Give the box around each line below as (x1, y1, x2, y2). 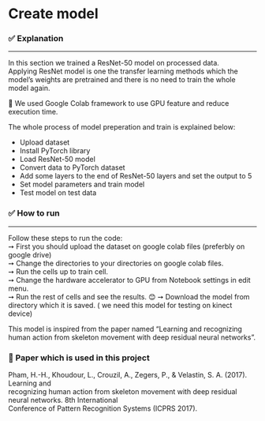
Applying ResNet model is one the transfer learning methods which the (8, 66, 239, 76)
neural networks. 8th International (8, 396, 118, 405)
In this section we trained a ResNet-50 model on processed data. (8, 58, 219, 68)
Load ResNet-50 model (19, 155, 96, 164)
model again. (8, 84, 50, 93)
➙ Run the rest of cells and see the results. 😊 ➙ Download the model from (8, 291, 250, 301)
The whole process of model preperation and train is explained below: (8, 122, 236, 132)
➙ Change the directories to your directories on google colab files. (8, 258, 224, 268)
